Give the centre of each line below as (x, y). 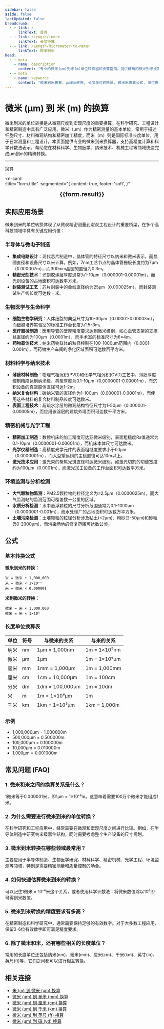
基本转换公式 (20, 556)
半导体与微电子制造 (28, 245)
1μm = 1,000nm (56, 649)
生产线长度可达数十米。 (40, 293)
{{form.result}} (82, 194)
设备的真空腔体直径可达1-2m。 (47, 387)
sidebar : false (20, 10)
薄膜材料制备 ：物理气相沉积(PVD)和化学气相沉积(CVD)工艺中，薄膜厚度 (84, 375)
